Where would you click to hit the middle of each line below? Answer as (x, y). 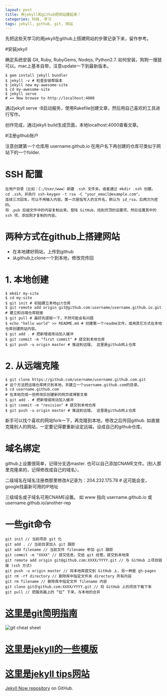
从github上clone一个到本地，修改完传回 (53, 258)
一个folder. (29, 152)
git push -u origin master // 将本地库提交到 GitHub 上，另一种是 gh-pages (81, 571)
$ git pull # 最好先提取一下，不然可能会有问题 (49, 318)
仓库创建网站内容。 (22, 329)
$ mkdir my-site (22, 294)
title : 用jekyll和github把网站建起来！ (43, 14)
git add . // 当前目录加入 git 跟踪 (40, 544)
